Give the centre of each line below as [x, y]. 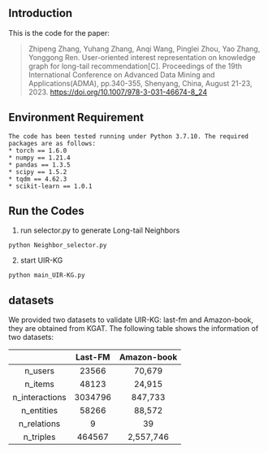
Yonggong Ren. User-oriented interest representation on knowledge [142, 57]
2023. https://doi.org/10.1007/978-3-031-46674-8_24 [118, 92]
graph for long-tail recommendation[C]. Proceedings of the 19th [135, 66]
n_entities [40, 411]
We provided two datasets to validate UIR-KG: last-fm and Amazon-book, [131, 320]
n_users [39, 371]
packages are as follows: [52, 143]
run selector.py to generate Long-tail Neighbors [100, 230]
